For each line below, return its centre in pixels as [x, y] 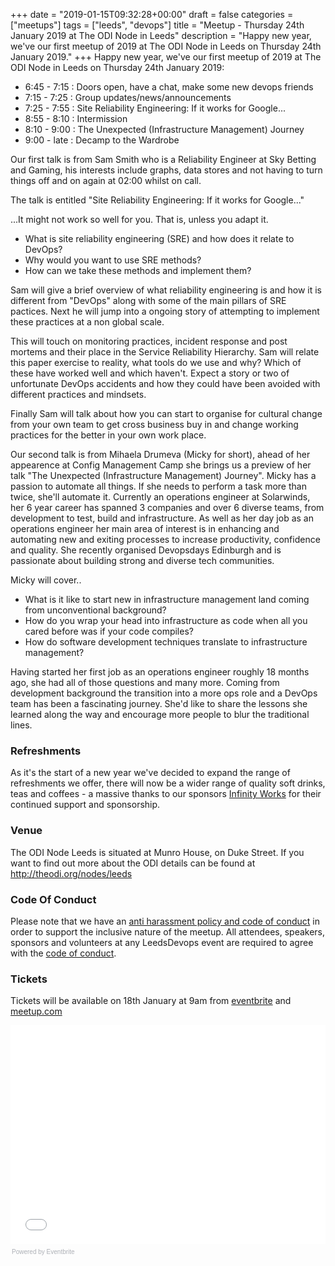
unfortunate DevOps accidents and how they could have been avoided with [165, 383]
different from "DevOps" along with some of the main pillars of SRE [148, 300]
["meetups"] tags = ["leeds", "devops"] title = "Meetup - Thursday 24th [157, 25]
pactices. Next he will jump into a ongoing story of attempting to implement [165, 311]
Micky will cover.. [46, 580]
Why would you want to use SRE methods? [113, 260]
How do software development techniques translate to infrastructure [166, 642]
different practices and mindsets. [78, 394]
